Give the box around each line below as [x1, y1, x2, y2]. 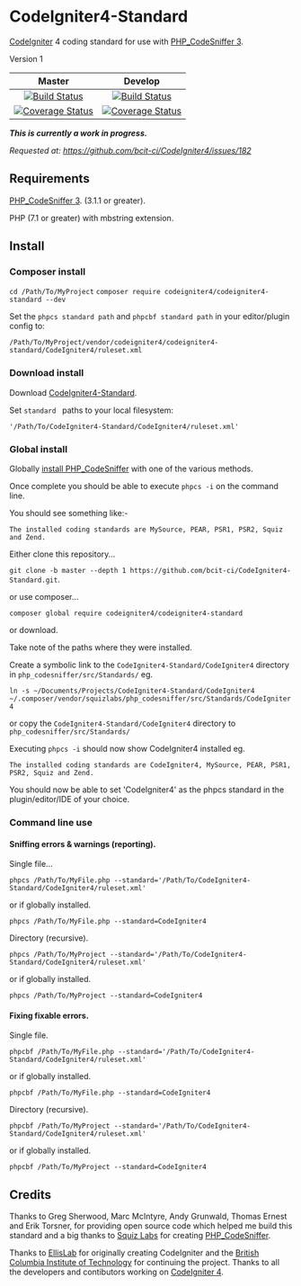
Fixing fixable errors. [9, 1010, 90, 1021]
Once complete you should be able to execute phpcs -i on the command [9, 481, 279, 492]
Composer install [9, 265, 86, 278]
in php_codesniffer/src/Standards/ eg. [9, 669, 154, 680]
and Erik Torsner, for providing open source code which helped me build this [9, 1220, 293, 1231]
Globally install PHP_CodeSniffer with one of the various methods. [9, 463, 253, 474]
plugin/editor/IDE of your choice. [9, 794, 130, 805]
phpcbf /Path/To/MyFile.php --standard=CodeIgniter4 [9, 1088, 211, 1098]
